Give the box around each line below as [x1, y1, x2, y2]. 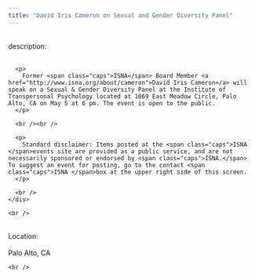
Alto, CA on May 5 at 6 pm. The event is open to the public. [8, 99, 216, 107]
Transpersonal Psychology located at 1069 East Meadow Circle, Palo [8, 92, 237, 101]
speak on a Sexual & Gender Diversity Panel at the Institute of [8, 86, 226, 93]
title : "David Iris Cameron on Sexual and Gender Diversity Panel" [8, 11, 234, 20]
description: [8, 41, 47, 51]
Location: [8, 231, 38, 240]
